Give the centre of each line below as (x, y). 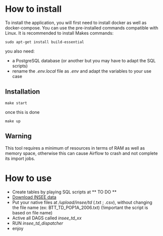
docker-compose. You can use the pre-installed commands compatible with (81, 27)
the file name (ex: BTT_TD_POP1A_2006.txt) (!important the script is (80, 208)
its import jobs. (20, 158)
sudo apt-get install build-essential (45, 42)
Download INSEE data (34, 197)
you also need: (20, 51)
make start (16, 103)
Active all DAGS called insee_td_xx (47, 218)
